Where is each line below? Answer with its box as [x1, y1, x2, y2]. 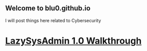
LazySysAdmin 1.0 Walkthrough [5, 35, 142, 46]
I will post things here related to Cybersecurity [5, 17, 102, 23]
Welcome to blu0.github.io [5, 4, 91, 13]
